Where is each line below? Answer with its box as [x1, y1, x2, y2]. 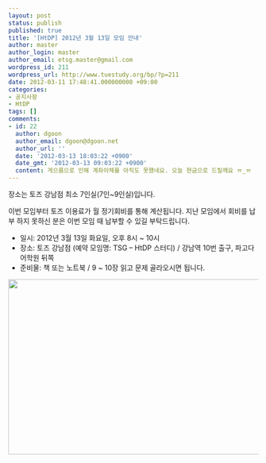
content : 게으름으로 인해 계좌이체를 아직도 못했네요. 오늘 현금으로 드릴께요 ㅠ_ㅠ [15, 167, 252, 175]
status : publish [8, 19, 62, 27]
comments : [8, 115, 41, 123]
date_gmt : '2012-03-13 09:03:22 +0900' [15, 160, 148, 168]
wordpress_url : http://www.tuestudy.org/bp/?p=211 [8, 71, 179, 79]
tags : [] [8, 108, 37, 116]
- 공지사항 [8, 93, 38, 101]
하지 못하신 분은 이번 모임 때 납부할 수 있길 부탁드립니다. [16, 216, 191, 226]
